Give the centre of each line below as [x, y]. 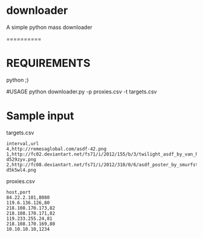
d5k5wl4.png [21, 170]
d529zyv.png [21, 159]
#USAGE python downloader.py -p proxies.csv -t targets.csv [82, 92]
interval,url [23, 143]
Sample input [40, 116]
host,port [19, 192]
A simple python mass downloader [49, 27]
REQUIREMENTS [48, 63]
